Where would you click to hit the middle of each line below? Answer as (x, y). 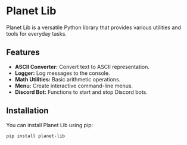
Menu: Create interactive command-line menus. (74, 86)
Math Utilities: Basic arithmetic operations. (68, 79)
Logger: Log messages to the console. (62, 73)
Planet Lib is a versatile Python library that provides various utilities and (94, 27)
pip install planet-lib (36, 136)
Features (23, 53)
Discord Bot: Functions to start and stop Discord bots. (81, 92)
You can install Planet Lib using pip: (50, 125)
